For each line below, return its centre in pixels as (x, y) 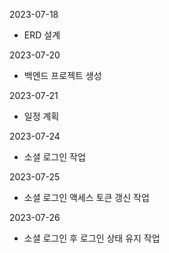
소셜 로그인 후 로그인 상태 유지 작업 (92, 238)
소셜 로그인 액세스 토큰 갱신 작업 (86, 197)
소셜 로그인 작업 (54, 157)
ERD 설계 (42, 35)
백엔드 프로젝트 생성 (62, 75)
